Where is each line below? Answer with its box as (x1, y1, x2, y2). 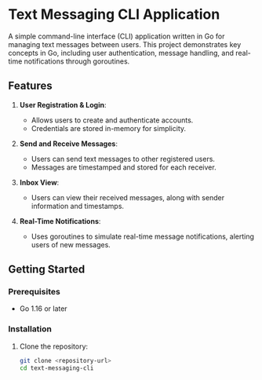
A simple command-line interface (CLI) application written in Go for (8, 31, 225, 41)
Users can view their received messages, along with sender (31, 192, 225, 202)
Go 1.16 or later (19, 304, 68, 313)
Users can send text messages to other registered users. (31, 154, 216, 163)
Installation (8, 323, 53, 334)
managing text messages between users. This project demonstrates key (8, 39, 242, 49)
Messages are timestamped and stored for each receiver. (31, 163, 217, 172)
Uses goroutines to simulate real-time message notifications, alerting (31, 232, 255, 241)
